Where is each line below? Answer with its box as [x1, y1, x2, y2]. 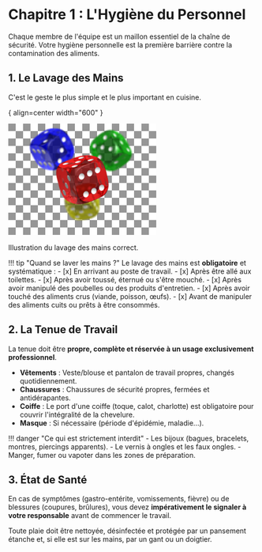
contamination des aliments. [8, 48, 100, 58]
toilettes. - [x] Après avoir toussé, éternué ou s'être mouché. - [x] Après [8, 274, 242, 284]
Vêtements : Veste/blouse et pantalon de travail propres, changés [19, 368, 235, 377]
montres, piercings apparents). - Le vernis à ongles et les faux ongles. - [8, 441, 241, 452]
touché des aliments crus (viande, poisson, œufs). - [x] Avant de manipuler [8, 291, 253, 301]
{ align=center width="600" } [8, 108, 103, 117]
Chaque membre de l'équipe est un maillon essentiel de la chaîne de [8, 32, 230, 41]
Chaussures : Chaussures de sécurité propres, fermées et [19, 384, 210, 394]
